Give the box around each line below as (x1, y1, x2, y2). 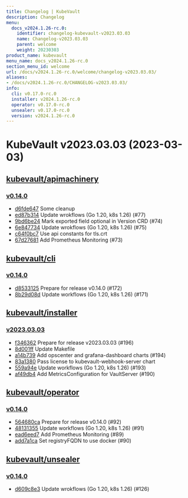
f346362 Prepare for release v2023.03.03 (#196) (14, 339, 134, 346)
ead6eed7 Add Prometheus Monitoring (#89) (14, 431, 124, 438)
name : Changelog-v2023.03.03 (17, 36, 88, 42)
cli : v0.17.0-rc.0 (11, 91, 57, 97)
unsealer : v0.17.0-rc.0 (11, 107, 70, 113)
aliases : (6, 74, 28, 80)
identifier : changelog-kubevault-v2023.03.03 (17, 31, 131, 37)
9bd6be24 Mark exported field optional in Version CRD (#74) (14, 217, 163, 225)
